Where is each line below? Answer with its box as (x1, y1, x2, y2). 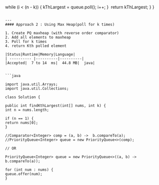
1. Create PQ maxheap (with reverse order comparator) (5, 31, 119, 36)
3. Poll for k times (5, 39, 47, 44)
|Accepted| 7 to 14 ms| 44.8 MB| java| (5, 61, 95, 65)
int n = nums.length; (5, 107, 49, 112)
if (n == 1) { (5, 116, 34, 121)
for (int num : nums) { (5, 167, 54, 172)
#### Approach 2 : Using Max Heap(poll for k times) (5, 22, 115, 27)
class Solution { (5, 95, 41, 100)
